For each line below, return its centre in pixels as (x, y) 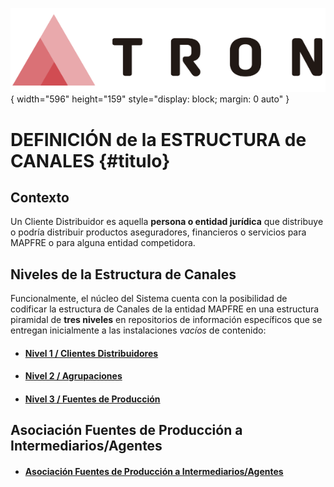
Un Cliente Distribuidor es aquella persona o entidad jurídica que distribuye (167, 222)
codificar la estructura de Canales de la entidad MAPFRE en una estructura (165, 309)
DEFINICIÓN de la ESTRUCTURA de (158, 139)
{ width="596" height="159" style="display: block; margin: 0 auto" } (150, 99)
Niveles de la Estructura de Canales (123, 274)
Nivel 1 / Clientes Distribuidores (91, 353)
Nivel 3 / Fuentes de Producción (92, 399)
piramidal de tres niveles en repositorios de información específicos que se (166, 320)
